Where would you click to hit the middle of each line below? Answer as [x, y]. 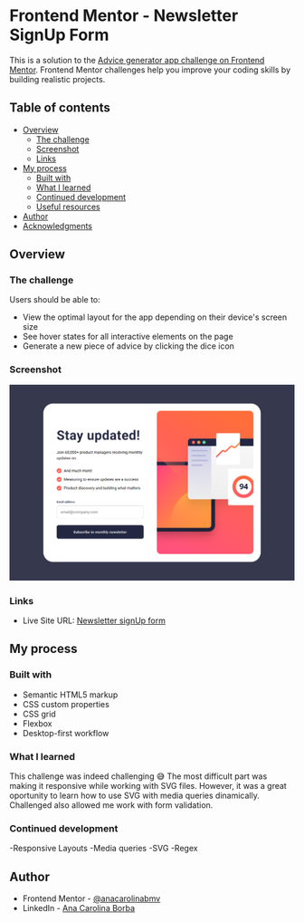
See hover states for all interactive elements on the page [128, 337]
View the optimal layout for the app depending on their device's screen [155, 317]
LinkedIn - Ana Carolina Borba [79, 908]
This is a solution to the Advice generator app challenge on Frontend [137, 60]
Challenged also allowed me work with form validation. [111, 805]
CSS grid [39, 714]
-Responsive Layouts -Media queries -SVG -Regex [104, 849]
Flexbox [37, 723]
